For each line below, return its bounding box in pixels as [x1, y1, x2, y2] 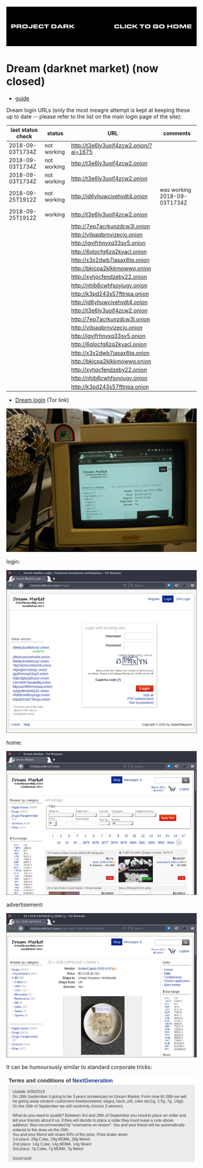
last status [10, 126, 38, 134]
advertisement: [6, 901, 44, 908]
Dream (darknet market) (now [6, 62, 159, 75]
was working [159, 186, 192, 194]
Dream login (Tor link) [14, 396, 69, 404]
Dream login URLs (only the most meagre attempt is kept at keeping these [6, 106, 190, 114]
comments [163, 129, 191, 137]
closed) [6, 75, 45, 88]
